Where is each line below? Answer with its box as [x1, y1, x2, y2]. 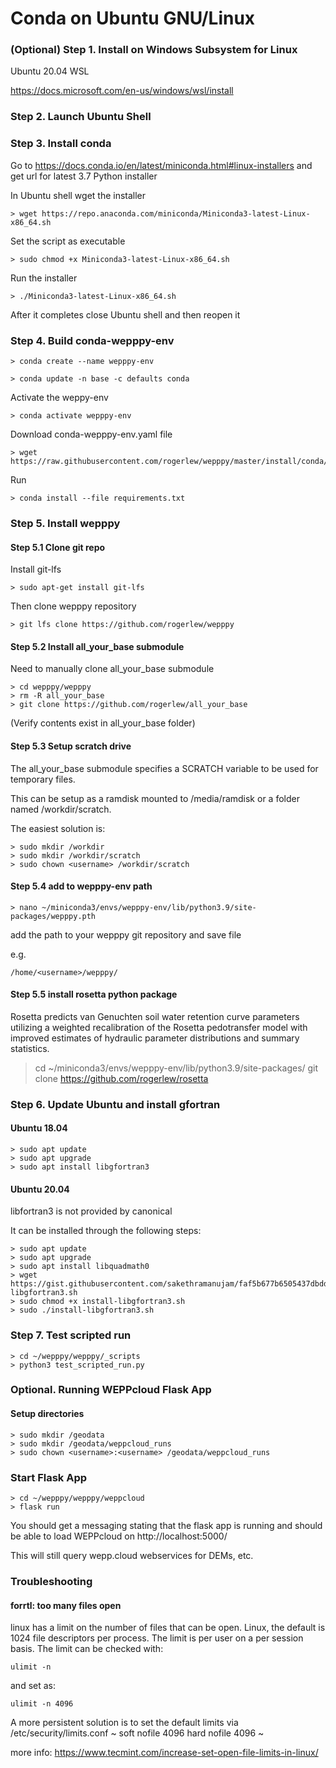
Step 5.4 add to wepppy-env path [10, 880, 153, 892]
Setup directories [10, 1408, 85, 1420]
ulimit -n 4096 [10, 1699, 74, 1709]
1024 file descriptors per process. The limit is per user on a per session [10, 1632, 304, 1644]
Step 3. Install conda [10, 137, 112, 151]
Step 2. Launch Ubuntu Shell [10, 110, 152, 124]
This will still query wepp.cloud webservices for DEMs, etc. [10, 1549, 254, 1561]
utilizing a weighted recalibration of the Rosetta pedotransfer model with [10, 1021, 308, 1033]
